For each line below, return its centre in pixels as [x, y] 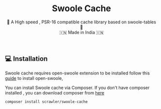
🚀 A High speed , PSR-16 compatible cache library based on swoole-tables [81, 22]
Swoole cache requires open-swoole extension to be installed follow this [78, 73]
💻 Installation [26, 59]
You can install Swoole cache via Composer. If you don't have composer [77, 88]
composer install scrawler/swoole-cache [47, 102]
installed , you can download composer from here [55, 92]
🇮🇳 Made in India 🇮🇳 [81, 32]
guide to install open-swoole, [34, 78]
